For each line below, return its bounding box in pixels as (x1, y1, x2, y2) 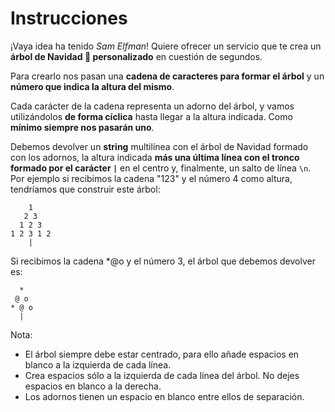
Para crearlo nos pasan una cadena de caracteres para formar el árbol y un (10, 70, 325, 82)
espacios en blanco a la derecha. (24, 380, 162, 392)
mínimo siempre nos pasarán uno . (10, 121, 155, 133)
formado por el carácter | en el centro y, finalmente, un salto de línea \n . (10, 162, 312, 174)
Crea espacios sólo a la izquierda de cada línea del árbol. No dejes (24, 369, 300, 381)
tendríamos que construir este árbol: (10, 183, 161, 195)
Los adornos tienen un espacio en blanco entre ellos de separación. (24, 390, 305, 402)
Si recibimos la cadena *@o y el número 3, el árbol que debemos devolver (10, 255, 316, 267)
